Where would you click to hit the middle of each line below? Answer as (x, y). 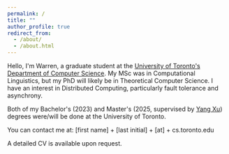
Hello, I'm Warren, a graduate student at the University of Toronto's (104, 66)
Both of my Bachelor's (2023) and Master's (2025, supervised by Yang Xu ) (115, 109)
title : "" (22, 20)
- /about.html (34, 46)
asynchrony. (25, 95)
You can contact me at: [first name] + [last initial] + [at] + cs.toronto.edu (111, 130)
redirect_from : (29, 33)
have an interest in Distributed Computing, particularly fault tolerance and (113, 88)
